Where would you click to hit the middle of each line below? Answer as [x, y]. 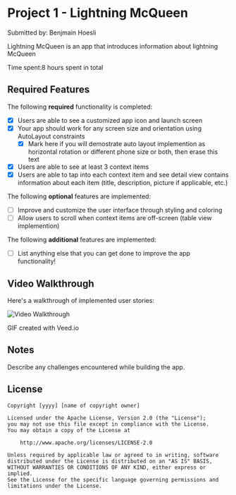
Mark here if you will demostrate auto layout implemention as [117, 143]
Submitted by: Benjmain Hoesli [52, 32]
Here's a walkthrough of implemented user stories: [81, 301]
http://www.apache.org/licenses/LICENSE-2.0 [86, 443]
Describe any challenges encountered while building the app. [96, 367]
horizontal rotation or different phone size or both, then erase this [123, 151]
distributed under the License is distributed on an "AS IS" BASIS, [110, 461]
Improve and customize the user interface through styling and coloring [120, 210]
